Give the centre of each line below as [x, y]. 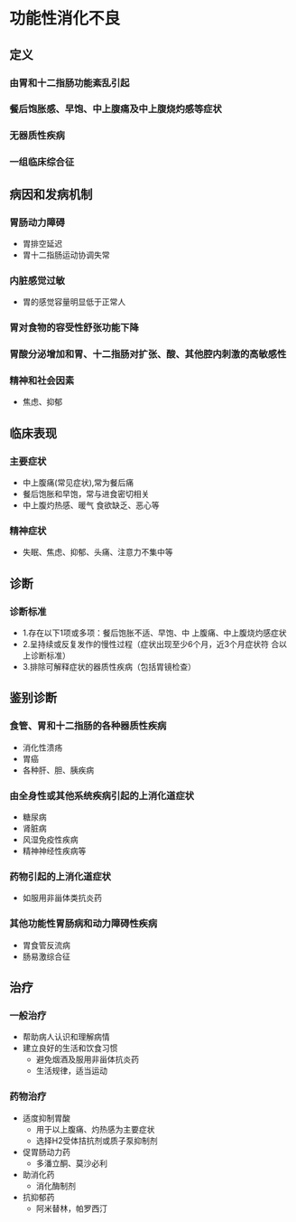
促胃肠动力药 [46, 1151]
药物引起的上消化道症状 [60, 876]
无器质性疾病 [37, 136]
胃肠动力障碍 [37, 222]
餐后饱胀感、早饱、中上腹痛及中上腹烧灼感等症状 [116, 109]
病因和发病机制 [51, 194]
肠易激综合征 [46, 956]
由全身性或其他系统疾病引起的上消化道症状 [102, 795]
